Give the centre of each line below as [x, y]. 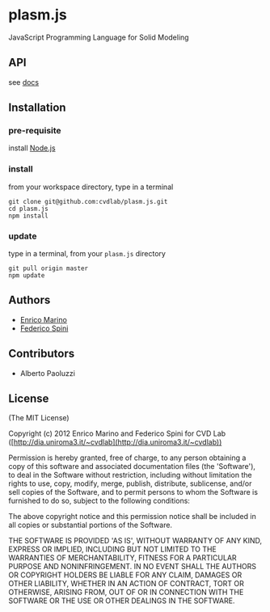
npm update [27, 276]
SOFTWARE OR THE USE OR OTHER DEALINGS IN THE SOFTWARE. [122, 601]
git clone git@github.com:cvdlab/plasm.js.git [88, 201]
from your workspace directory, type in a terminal [91, 187]
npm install [28, 216]
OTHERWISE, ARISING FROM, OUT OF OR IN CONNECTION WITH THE [126, 593]
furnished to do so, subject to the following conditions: [99, 501]
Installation [37, 108]
